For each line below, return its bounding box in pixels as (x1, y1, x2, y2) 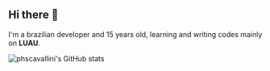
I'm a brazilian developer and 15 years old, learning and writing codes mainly (8, 29, 263, 39)
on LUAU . (8, 38, 40, 48)
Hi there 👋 (8, 8, 59, 22)
